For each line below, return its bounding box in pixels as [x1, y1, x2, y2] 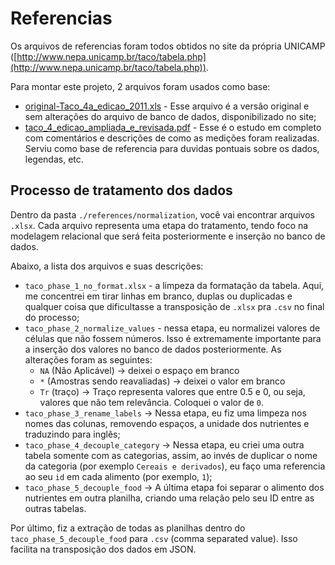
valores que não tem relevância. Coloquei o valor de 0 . [39, 396, 265, 408]
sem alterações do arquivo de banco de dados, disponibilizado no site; [24, 110, 317, 122]
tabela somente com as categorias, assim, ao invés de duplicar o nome [24, 449, 318, 461]
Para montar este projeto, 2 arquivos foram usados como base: [10, 80, 271, 92]
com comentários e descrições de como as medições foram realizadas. [24, 132, 320, 144]
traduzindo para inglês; [24, 428, 121, 440]
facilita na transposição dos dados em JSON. [10, 543, 197, 555]
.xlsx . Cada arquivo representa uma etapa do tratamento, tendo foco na [10, 219, 309, 231]
